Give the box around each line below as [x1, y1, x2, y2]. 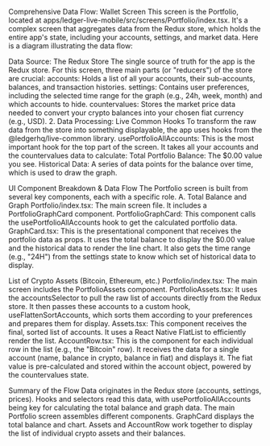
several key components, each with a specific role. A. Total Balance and [8, 192, 247, 201]
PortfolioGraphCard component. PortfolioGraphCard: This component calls [8, 209, 256, 218]
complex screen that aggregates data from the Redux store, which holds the [8, 24, 261, 33]
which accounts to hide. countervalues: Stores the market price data [8, 100, 236, 109]
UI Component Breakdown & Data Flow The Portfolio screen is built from [8, 184, 248, 192]
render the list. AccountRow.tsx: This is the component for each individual [8, 336, 254, 345]
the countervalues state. [8, 370, 89, 379]
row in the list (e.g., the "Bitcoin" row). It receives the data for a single [8, 345, 239, 353]
